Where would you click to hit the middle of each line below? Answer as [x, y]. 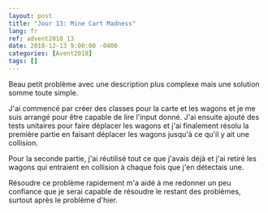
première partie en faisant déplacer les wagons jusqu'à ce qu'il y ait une [129, 134]
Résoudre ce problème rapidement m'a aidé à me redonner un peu [120, 182]
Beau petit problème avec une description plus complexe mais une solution [134, 84]
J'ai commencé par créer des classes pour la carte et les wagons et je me [132, 108]
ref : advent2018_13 [41, 38]
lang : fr [23, 31]
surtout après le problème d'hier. [63, 200]
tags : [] [23, 62]
